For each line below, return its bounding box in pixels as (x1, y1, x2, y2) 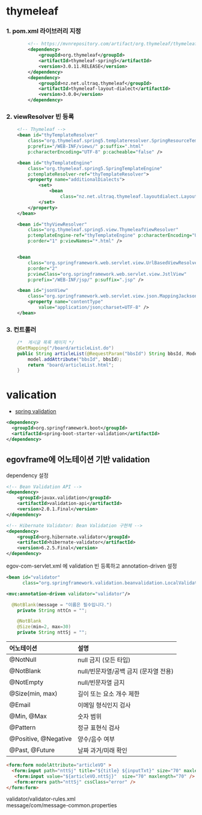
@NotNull (9, 656, 37, 664)
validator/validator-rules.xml (6, 795, 76, 803)
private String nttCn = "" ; (17, 607, 87, 614)
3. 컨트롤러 (6, 325, 37, 334)
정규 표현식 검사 (77, 724, 120, 732)
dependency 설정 (6, 472, 49, 479)
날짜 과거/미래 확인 (77, 746, 128, 755)
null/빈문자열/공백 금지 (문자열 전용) (77, 667, 174, 676)
